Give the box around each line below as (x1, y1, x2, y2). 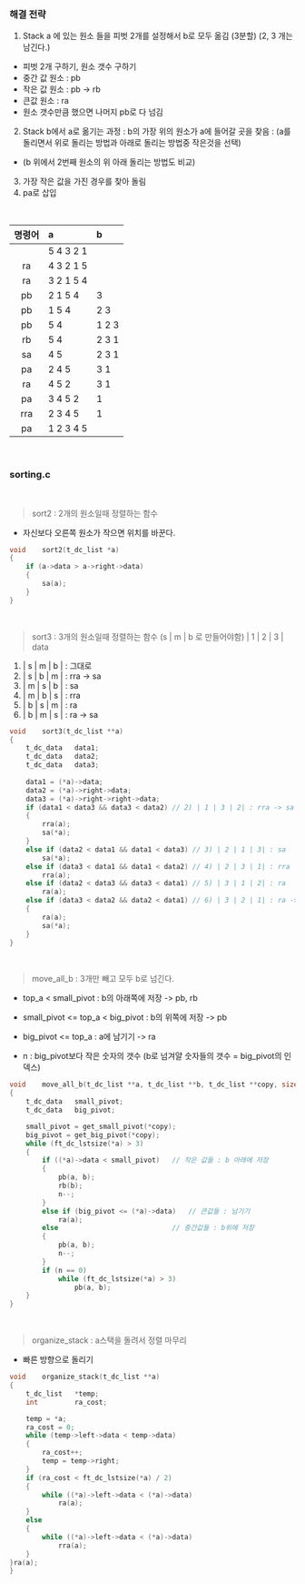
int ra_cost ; (25, 1397, 107, 1407)
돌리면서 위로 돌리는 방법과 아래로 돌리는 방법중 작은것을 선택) (22, 137, 242, 148)
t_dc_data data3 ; (25, 761, 100, 770)
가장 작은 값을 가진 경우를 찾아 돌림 (22, 176, 147, 187)
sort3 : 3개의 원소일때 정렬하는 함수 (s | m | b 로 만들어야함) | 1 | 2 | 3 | (31, 631, 284, 642)
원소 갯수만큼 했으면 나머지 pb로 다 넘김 (22, 106, 163, 117)
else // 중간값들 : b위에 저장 (42, 1224, 255, 1233)
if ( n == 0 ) (42, 1266, 88, 1275)
